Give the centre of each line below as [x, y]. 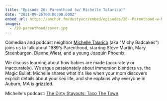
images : [13, 24]
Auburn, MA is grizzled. [29, 84]
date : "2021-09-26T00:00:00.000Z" [41, 14]
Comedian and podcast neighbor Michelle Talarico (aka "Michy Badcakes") [82, 42]
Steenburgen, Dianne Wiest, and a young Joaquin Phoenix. [65, 53]
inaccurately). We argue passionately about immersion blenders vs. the [78, 68]
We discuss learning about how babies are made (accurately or [70, 63]
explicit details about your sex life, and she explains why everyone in [75, 79]
